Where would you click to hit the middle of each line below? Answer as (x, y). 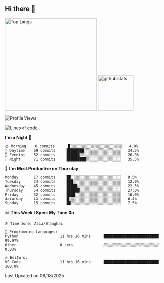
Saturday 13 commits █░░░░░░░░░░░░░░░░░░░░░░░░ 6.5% (71, 199)
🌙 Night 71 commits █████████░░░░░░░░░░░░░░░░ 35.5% (72, 159)
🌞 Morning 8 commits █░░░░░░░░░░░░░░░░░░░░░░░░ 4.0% (72, 146)
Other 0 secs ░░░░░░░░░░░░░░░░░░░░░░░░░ (82, 245)
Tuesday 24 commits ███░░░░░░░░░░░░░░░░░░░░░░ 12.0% (72, 182)
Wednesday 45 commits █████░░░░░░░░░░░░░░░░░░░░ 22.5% (72, 186)
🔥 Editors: (16, 258)
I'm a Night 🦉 (18, 137)
